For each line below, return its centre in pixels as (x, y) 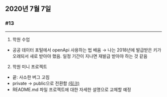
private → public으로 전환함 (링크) (46, 83)
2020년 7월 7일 (28, 9)
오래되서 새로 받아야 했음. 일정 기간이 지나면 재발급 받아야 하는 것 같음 (80, 56)
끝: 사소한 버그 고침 (31, 77)
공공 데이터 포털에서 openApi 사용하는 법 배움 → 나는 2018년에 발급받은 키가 (87, 50)
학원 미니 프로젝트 (30, 66)
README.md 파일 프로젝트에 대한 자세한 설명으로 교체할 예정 (72, 89)
